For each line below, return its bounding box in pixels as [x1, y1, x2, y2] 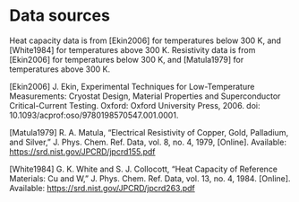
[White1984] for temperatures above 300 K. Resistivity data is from [9, 44, 256, 55]
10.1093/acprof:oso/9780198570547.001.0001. [9, 110, 179, 120]
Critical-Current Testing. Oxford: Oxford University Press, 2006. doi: [9, 100, 261, 110]
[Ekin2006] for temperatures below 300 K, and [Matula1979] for [9, 54, 244, 65]
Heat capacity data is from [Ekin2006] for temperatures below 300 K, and [9, 35, 282, 46]
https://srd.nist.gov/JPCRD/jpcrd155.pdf [9, 145, 156, 157]
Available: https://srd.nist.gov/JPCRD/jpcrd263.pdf [9, 182, 195, 193]
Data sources [9, 5, 110, 26]
